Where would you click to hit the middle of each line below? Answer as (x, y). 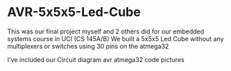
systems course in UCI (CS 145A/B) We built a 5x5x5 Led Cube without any (115, 38)
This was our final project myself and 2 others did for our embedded (106, 31)
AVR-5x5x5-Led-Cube (74, 12)
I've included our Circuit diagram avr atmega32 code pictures (96, 59)
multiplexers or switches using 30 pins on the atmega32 (88, 46)
